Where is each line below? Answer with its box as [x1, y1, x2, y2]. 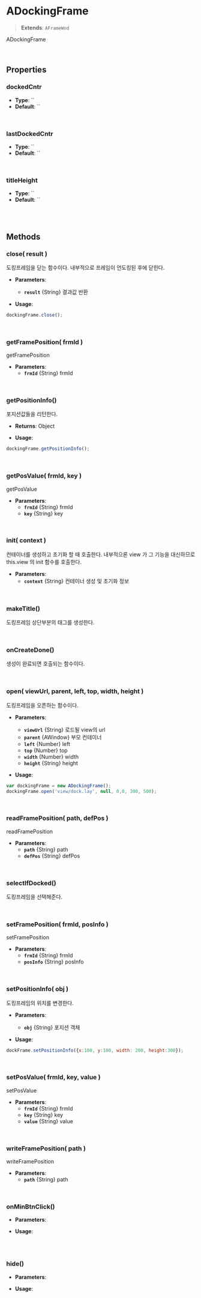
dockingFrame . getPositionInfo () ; [6, 446, 90, 452]
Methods [6, 231, 41, 241]
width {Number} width [23, 753, 79, 760]
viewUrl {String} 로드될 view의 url [23, 726, 106, 733]
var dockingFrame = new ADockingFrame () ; [6, 783, 112, 789]
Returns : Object [14, 422, 55, 430]
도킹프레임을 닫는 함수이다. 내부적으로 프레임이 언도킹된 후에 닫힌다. [6, 264, 165, 271]
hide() [6, 1260, 25, 1268]
